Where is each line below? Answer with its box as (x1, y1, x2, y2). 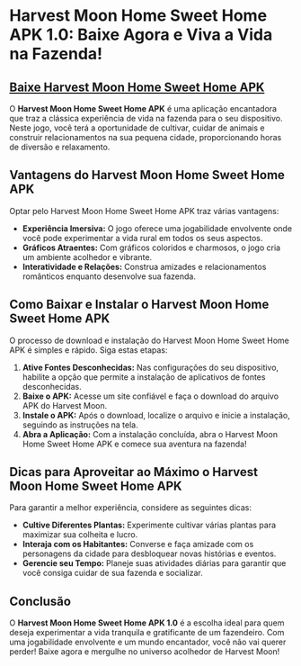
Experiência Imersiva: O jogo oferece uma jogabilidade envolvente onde (22, 222, 293, 234)
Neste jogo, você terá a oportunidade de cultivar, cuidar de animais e (9, 122, 265, 133)
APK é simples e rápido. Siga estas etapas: (9, 344, 168, 355)
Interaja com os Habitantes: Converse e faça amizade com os (22, 539, 254, 550)
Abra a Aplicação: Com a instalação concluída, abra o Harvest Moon (22, 428, 279, 439)
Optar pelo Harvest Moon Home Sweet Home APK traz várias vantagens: (9, 205, 279, 216)
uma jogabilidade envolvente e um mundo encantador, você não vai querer (9, 636, 287, 648)
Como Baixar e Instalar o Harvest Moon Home (9, 297, 270, 312)
